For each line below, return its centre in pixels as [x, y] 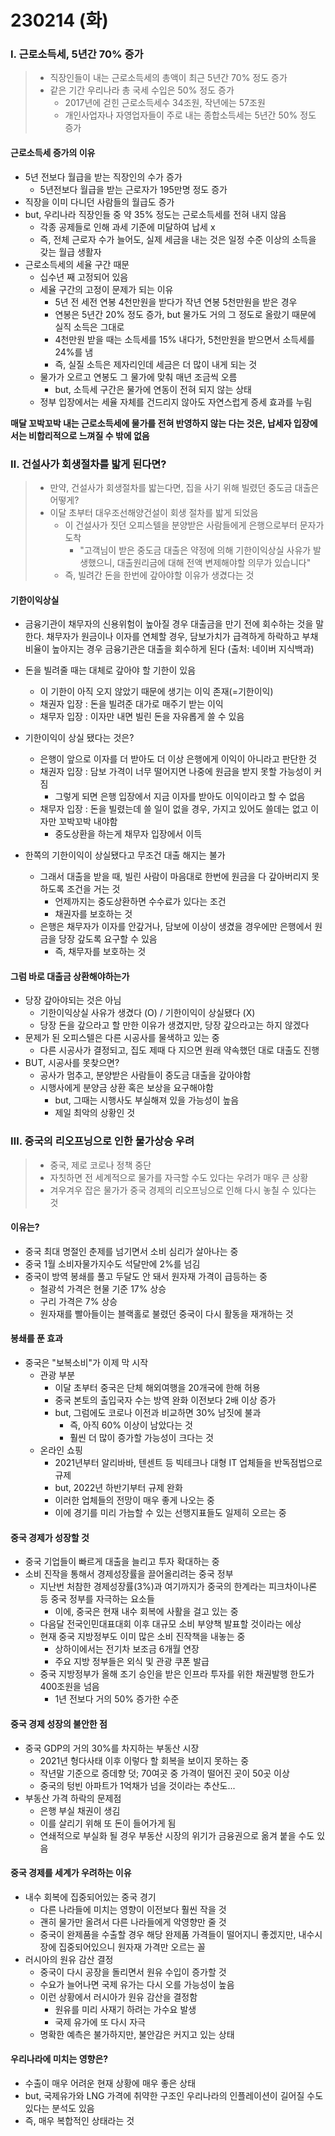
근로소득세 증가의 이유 [53, 153]
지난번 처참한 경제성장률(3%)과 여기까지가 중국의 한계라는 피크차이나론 [178, 1587]
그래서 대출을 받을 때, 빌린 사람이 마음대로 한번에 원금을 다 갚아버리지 [174, 877]
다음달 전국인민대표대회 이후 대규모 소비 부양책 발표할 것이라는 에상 [170, 1624]
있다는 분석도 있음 [59, 2108]
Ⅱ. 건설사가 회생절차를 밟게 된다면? [88, 464]
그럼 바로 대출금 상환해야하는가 [70, 976]
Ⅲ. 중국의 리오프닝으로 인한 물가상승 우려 [102, 1141]
